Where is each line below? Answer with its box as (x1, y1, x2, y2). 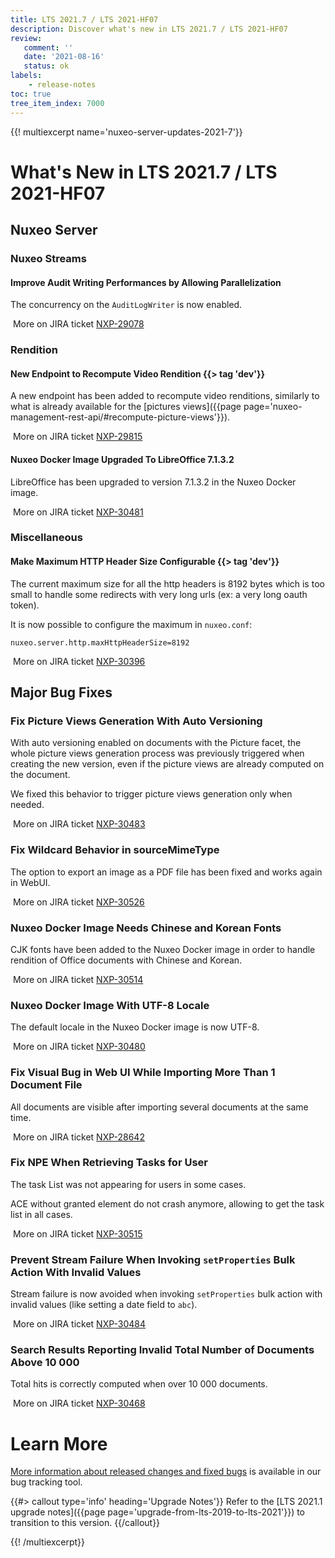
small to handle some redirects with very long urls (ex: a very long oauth (10, 588, 308, 600)
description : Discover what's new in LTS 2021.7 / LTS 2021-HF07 (10, 24, 288, 34)
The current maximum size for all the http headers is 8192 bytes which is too (10, 577, 325, 590)
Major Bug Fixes (10, 684, 113, 701)
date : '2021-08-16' (23, 52, 105, 62)
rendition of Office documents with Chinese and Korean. (10, 954, 243, 966)
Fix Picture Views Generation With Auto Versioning (10, 714, 263, 728)
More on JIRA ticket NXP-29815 (12, 431, 143, 443)
